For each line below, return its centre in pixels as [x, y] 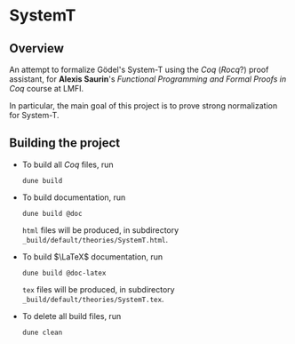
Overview [37, 48]
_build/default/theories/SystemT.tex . [93, 299]
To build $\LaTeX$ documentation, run [92, 256]
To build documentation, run [74, 197]
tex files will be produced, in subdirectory [98, 289]
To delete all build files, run [72, 316]
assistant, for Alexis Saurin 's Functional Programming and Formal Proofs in [148, 79]
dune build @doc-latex [64, 273]
